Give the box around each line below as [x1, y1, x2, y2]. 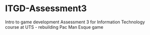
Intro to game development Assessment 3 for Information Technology [5, 19, 145, 25]
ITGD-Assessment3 [5, 3, 87, 14]
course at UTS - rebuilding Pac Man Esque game [5, 24, 104, 30]
